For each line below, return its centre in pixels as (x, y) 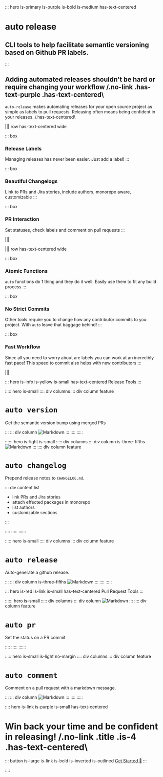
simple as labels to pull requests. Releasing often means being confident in (80, 111)
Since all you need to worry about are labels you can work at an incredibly (80, 357)
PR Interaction (22, 219)
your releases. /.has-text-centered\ (40, 117)
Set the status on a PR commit (35, 638)
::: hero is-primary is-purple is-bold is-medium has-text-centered (71, 7)
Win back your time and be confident (81, 726)
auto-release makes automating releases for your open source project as (79, 107)
